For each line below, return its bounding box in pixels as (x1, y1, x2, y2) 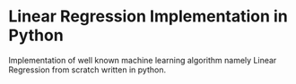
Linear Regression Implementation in (8, 6, 288, 27)
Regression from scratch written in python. (8, 64, 167, 75)
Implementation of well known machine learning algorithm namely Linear (8, 55, 277, 65)
